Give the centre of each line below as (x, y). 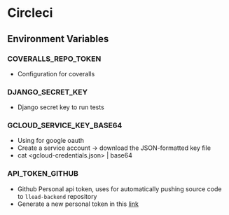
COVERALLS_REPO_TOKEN (54, 59)
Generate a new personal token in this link (78, 204)
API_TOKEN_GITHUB (43, 174)
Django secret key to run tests (61, 107)
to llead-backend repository (57, 196)
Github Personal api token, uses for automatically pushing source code (119, 189)
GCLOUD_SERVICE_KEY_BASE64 (65, 125)
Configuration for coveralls (56, 74)
